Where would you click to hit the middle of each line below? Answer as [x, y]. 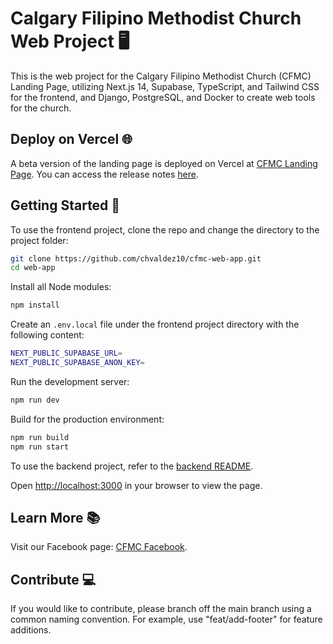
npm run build [40, 437]
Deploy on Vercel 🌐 [71, 139]
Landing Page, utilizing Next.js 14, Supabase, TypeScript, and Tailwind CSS [165, 86]
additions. [31, 630]
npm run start [40, 447]
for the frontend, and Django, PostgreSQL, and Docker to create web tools [163, 97]
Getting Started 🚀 [65, 205]
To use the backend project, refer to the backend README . [132, 466]
